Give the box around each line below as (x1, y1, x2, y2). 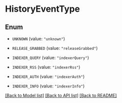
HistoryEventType (5, 3, 80, 15)
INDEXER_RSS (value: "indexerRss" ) (12, 64, 81, 70)
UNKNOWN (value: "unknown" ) (12, 36, 65, 41)
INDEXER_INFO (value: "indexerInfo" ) (12, 83, 85, 89)
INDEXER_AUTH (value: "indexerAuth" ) (12, 74, 85, 79)
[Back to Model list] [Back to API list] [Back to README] (5, 93, 117, 98)
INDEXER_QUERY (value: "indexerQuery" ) (12, 55, 89, 61)
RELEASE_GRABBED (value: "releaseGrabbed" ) (12, 45, 98, 51)
